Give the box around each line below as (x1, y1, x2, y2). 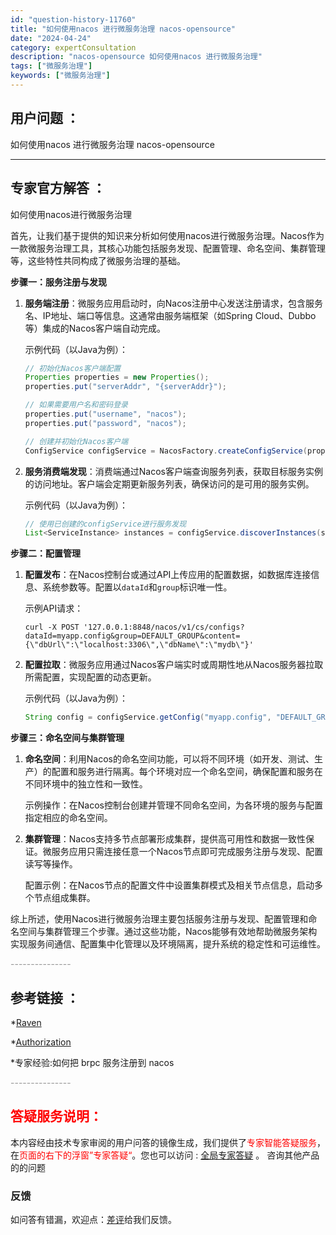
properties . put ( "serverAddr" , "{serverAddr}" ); (24, 382, 228, 392)
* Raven (10, 1016, 42, 1028)
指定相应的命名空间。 (24, 812, 113, 824)
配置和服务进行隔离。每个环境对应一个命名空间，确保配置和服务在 (51, 766, 323, 778)
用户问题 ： (10, 110, 80, 127)
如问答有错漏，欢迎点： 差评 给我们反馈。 (10, 1214, 177, 1226)
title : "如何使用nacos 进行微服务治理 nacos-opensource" (10, 24, 236, 34)
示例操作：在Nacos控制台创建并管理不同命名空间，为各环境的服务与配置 (24, 799, 323, 811)
